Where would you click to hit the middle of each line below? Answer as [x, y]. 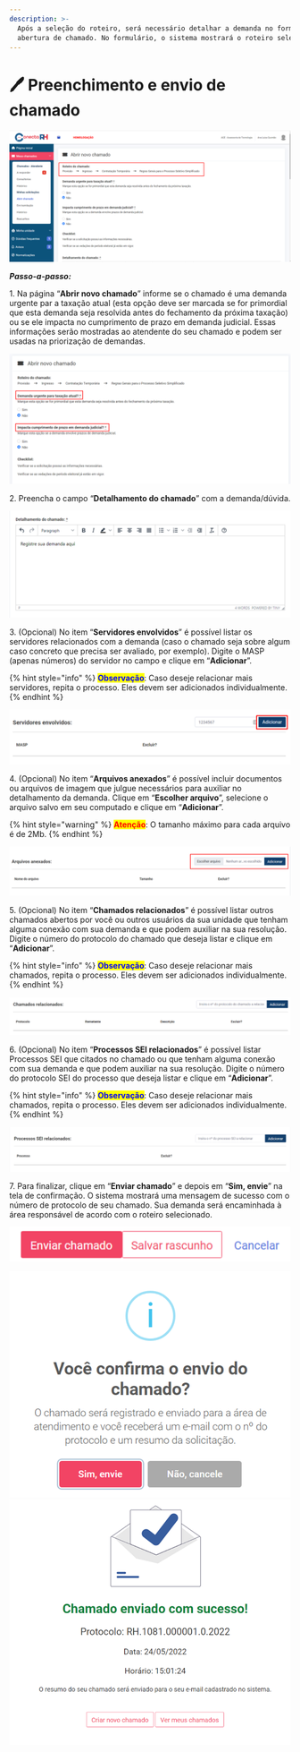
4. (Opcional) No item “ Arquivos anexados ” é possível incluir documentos [146, 779]
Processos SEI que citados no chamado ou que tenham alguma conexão [142, 1059]
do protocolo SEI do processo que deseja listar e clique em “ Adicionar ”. [142, 1078]
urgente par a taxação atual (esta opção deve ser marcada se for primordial [148, 303]
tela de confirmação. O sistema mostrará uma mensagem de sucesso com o [150, 1195]
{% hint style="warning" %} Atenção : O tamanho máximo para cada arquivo [150, 825]
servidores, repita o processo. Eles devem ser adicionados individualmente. [148, 687]
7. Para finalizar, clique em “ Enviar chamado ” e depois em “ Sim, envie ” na [146, 1185]
